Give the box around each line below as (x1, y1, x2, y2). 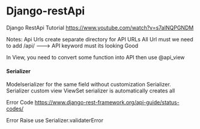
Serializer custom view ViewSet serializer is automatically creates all (6, 87, 175, 94)
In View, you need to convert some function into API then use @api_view (6, 53, 185, 61)
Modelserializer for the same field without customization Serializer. (6, 81, 171, 88)
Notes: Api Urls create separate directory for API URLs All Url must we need (6, 35, 193, 43)
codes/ (6, 105, 24, 112)
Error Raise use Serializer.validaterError (6, 117, 104, 124)
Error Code (6, 99, 34, 106)
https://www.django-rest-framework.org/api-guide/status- (34, 99, 180, 106)
